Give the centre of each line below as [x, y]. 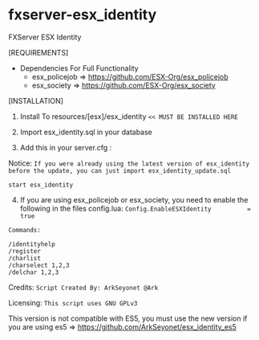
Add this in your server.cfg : [66, 147]
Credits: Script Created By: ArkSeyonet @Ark [83, 287]
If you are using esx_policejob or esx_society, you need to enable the [134, 199]
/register [25, 251]
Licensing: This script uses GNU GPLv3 [73, 302]
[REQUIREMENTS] [38, 52]
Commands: [25, 230]
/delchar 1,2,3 [34, 272]
